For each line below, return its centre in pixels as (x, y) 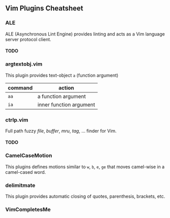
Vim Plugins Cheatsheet (44, 8)
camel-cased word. (26, 172)
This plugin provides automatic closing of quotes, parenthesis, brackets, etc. (85, 196)
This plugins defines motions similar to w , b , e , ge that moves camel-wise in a (85, 167)
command (20, 87)
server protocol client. (28, 39)
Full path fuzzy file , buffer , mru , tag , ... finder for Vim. (61, 131)
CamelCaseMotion (29, 155)
